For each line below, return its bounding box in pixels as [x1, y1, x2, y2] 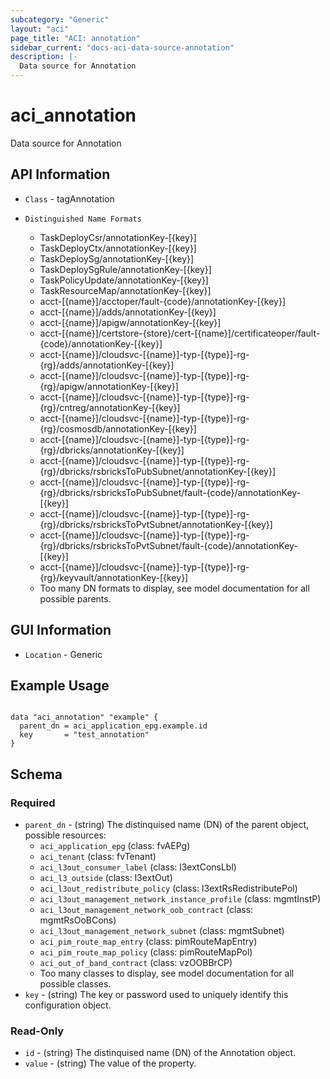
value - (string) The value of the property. [24, 1057, 197, 1070]
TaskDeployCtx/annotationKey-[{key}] [39, 242, 197, 254]
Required [10, 796, 56, 810]
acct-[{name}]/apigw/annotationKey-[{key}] [39, 316, 222, 328]
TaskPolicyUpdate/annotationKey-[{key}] [39, 274, 209, 286]
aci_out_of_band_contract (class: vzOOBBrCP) [39, 957, 233, 969]
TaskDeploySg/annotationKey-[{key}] [39, 252, 195, 265]
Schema [10, 766, 63, 783]
